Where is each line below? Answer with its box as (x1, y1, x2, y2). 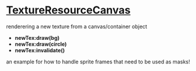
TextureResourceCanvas (6, 4, 131, 17)
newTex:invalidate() (14, 46, 65, 53)
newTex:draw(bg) (14, 34, 60, 41)
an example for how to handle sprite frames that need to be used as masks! (6, 58, 191, 65)
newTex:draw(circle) (14, 40, 67, 48)
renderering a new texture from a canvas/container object (6, 23, 147, 30)
